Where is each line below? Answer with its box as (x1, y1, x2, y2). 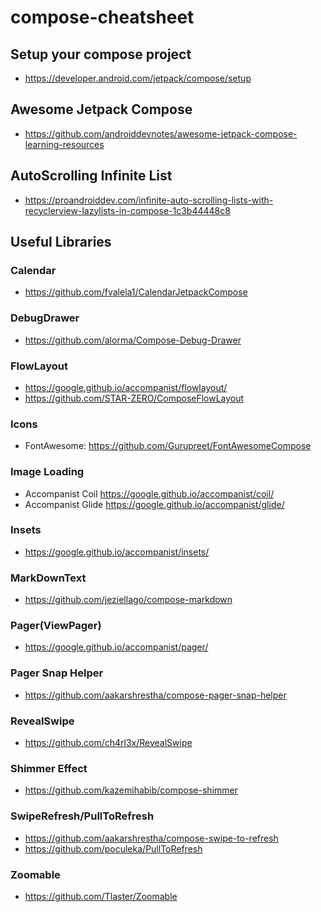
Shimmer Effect (10, 761, 88, 775)
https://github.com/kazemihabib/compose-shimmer (24, 784, 238, 796)
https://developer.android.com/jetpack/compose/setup (24, 72, 252, 84)
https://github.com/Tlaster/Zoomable (24, 890, 178, 902)
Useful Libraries (10, 234, 112, 251)
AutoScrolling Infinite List (10, 167, 173, 185)
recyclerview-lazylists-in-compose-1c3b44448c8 (24, 204, 231, 216)
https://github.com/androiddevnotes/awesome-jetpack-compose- (24, 127, 298, 140)
